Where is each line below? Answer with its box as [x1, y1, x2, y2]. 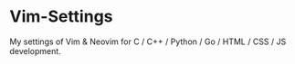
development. [9, 45, 61, 56]
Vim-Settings [9, 6, 113, 27]
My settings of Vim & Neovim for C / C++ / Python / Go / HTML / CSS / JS [9, 36, 287, 47]
